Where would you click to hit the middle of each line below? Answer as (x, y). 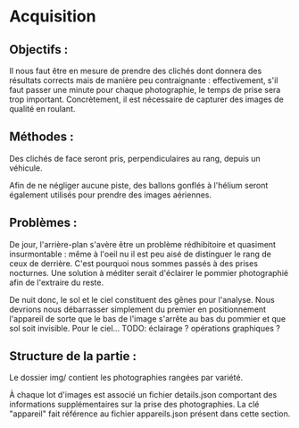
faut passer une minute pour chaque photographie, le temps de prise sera (145, 90)
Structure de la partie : (73, 356)
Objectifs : (39, 50)
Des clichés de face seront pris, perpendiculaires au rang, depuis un (135, 158)
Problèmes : (43, 223)
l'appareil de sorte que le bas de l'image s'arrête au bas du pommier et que (148, 318)
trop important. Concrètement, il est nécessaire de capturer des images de (146, 99)
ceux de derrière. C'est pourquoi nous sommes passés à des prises (134, 263)
